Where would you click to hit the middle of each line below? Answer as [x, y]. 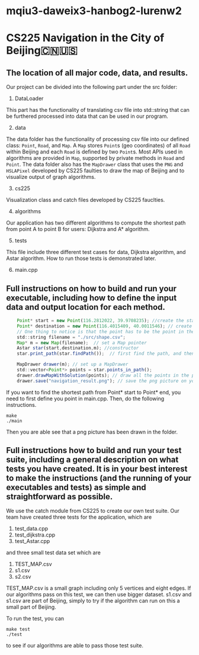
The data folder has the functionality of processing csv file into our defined [98, 139]
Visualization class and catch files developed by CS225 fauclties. [86, 200]
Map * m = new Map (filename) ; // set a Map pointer [82, 343]
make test [18, 630]
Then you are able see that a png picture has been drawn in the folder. [92, 432]
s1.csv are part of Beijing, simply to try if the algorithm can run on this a [93, 601]
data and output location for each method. [86, 307]
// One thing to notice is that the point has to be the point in [100, 332]
